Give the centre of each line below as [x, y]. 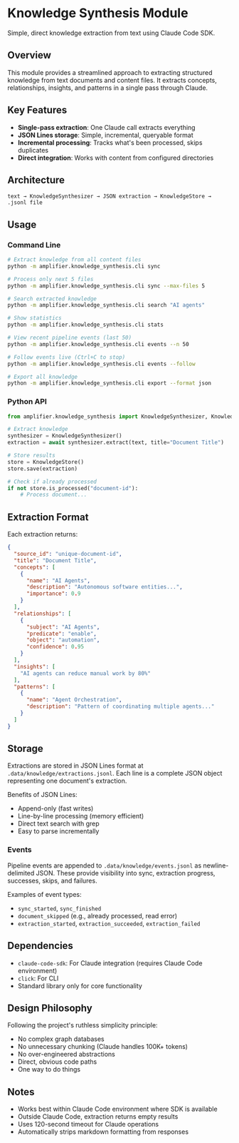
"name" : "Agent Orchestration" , [74, 700]
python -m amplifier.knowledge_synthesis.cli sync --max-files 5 [106, 286]
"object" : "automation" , [63, 640]
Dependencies [40, 946]
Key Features [37, 110]
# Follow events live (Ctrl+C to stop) [67, 357]
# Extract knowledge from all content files [74, 260]
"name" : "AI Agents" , [58, 580]
